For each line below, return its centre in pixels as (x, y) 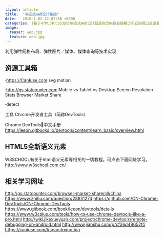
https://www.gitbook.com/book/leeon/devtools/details (60, 209)
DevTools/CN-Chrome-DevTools (38, 204)
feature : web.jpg (27, 37)
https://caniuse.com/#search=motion (43, 230)
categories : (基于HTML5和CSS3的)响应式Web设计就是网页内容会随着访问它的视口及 (79, 23)
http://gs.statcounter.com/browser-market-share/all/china (63, 194)
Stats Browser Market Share (33, 95)
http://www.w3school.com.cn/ (36, 165)
